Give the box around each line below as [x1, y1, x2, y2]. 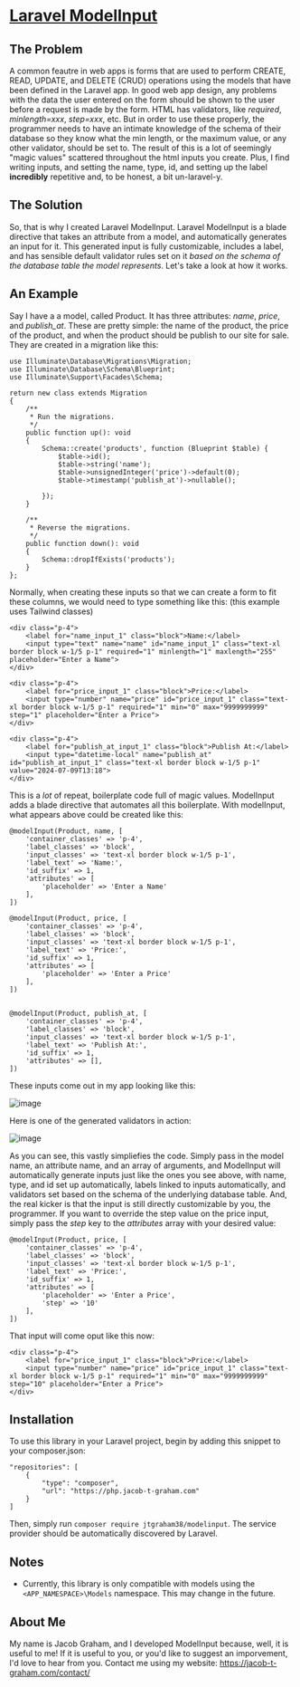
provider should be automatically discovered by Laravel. [9, 1528, 219, 1539]
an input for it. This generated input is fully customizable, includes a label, [9, 241, 285, 252]
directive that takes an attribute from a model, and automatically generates [9, 231, 287, 242]
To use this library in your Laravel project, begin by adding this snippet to [9, 1436, 281, 1447]
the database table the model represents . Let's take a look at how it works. [9, 260, 288, 271]
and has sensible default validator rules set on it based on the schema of [9, 250, 281, 261]
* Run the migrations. [29, 412, 116, 421]
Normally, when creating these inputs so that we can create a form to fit [9, 586, 277, 598]
